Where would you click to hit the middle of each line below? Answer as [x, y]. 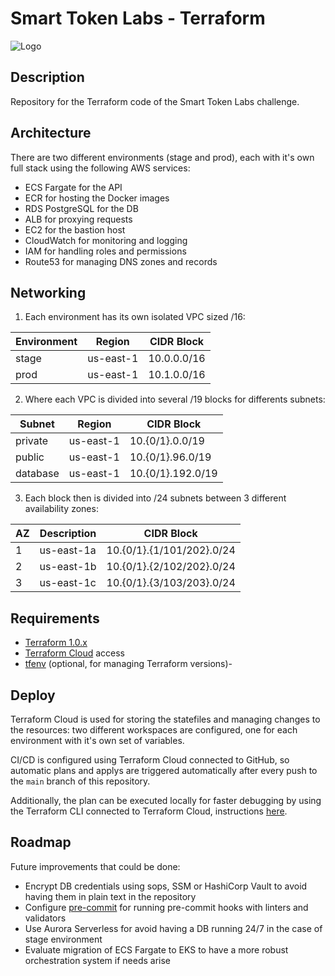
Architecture [51, 133]
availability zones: [61, 509]
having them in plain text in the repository [110, 896]
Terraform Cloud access [74, 653]
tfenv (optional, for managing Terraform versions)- [128, 664]
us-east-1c [68, 583]
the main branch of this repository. [80, 781]
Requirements [55, 618]
